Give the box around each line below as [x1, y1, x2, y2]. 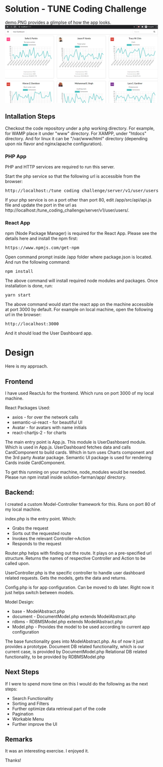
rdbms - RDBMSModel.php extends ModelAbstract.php [12, 618, 123, 624]
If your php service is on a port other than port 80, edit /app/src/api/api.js [5, 197, 152, 202]
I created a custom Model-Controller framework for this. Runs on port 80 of [5, 501, 156, 507]
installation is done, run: [5, 283, 53, 289]
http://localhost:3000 [5, 321, 59, 327]
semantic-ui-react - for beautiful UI [12, 419, 82, 425]
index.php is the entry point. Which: [5, 516, 77, 521]
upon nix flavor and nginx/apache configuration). [5, 141, 103, 147]
